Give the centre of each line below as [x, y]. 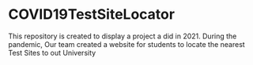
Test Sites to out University [52, 52]
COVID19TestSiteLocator [92, 14]
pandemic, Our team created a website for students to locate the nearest [126, 44]
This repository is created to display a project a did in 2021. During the [123, 36]
